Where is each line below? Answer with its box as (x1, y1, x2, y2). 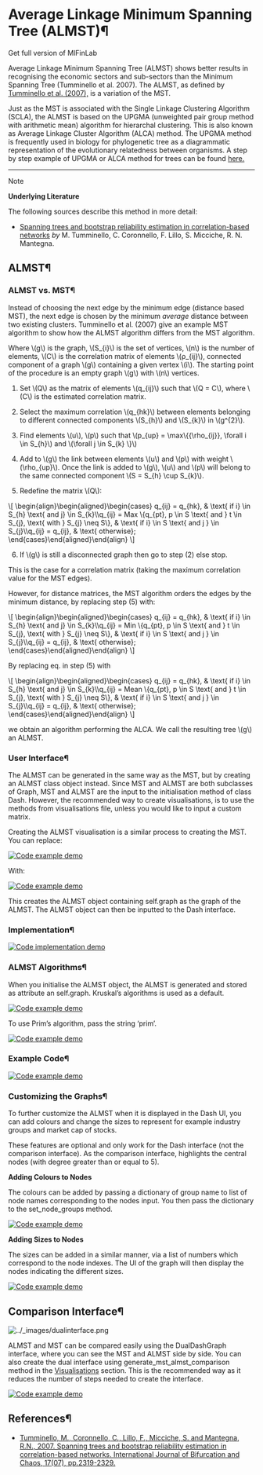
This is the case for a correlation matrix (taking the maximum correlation (8, 565, 241, 574)
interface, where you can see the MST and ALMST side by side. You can (8, 1349, 242, 1358)
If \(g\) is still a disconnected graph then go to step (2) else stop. (19, 550, 229, 559)
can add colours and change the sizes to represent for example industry (8, 1117, 241, 1126)
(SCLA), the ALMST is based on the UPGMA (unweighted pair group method (8, 112, 254, 121)
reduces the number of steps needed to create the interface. (8, 1374, 204, 1383)
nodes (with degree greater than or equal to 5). (8, 1157, 160, 1167)
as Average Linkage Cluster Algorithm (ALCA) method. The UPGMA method (8, 128, 252, 138)
